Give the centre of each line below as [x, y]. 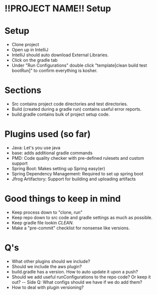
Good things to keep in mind [63, 199]
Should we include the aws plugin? [47, 266]
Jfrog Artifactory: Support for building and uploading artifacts [74, 179]
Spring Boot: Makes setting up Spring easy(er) [58, 169]
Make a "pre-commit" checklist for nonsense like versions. [71, 228]
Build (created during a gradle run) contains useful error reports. [77, 109]
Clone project [25, 45]
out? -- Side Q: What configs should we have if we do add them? [77, 282]
